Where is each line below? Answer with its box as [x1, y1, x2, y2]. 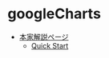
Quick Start [30, 41, 69, 50]
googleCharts [7, 5, 102, 23]
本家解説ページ [18, 32, 69, 41]
